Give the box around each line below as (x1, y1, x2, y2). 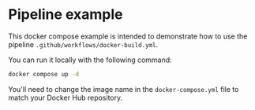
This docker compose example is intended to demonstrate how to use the (8, 31, 248, 41)
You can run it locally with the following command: (8, 55, 172, 64)
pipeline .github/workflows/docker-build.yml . (8, 39, 159, 49)
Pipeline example (8, 5, 124, 24)
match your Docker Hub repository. (8, 93, 123, 102)
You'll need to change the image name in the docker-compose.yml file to (8, 84, 239, 93)
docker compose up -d (8, 70, 80, 78)
